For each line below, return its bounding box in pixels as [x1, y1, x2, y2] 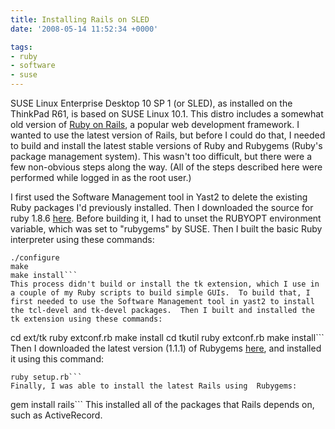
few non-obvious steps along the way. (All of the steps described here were [10, 161, 323, 173]
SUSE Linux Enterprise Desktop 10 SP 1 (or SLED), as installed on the [10, 97, 293, 109]
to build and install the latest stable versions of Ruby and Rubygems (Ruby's [10, 140, 323, 151]
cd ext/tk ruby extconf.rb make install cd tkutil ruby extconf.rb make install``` [10, 332, 325, 343]
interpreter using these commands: [10, 234, 155, 245]
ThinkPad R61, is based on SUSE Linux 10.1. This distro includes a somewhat [10, 108, 324, 120]
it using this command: [10, 353, 104, 365]
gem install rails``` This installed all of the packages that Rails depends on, [10, 399, 315, 410]
